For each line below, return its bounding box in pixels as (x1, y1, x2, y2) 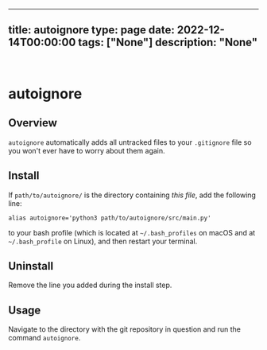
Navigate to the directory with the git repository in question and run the (8, 325, 241, 334)
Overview (8, 116, 58, 130)
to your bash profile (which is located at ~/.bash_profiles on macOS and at (8, 227, 256, 237)
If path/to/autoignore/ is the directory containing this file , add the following (8, 190, 257, 200)
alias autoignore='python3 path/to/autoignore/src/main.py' (8, 214, 212, 222)
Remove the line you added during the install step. (8, 280, 172, 290)
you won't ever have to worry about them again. (8, 146, 165, 155)
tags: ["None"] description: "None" (78, 36, 258, 49)
